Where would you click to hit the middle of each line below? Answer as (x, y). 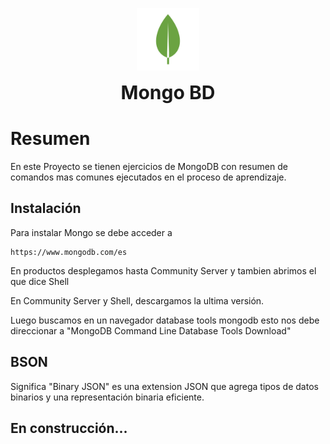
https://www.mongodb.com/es (69, 252)
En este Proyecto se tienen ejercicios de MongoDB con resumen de (149, 166)
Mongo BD (168, 92)
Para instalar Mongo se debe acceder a (91, 232)
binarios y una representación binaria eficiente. (107, 397)
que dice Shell (40, 281)
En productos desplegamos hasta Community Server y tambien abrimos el (163, 270)
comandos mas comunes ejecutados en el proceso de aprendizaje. (148, 177)
